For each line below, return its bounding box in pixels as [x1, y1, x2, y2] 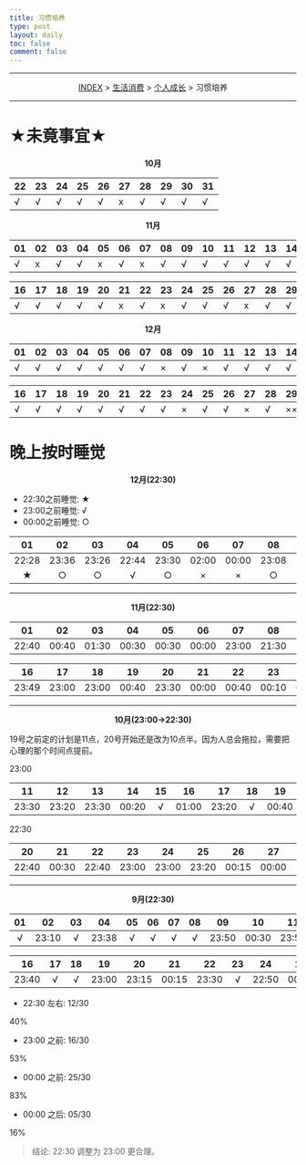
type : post [9, 22, 51, 31]
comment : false [9, 47, 67, 57]
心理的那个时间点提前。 [9, 745, 97, 755]
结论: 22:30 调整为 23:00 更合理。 [31, 1146, 160, 1157]
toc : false [9, 38, 51, 48]
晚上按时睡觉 [9, 442, 107, 463]
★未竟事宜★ [9, 126, 107, 147]
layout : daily [9, 30, 64, 39]
